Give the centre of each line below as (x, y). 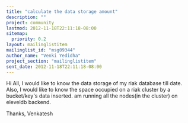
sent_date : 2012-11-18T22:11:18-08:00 (54, 67)
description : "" (26, 17)
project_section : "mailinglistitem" (51, 61)
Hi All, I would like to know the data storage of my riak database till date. (94, 83)
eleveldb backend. (29, 102)
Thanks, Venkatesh (30, 114)
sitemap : (17, 34)
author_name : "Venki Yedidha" (44, 56)
